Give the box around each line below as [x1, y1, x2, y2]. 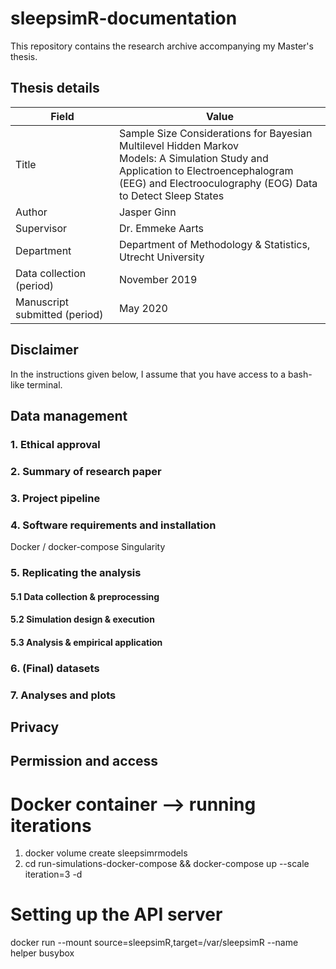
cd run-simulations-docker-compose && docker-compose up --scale [24, 858, 310, 870]
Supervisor [15, 221, 68, 235]
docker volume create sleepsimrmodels [24, 847, 188, 859]
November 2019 [118, 272, 198, 286]
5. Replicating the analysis [10, 565, 142, 579]
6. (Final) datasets [10, 661, 100, 675]
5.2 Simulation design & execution [10, 613, 155, 626]
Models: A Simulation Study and [118, 151, 269, 165]
